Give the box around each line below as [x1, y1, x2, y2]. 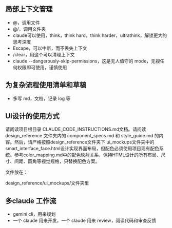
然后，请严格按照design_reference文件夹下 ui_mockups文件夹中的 [14, 139, 155, 145]
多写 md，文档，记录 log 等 [12, 95, 71, 101]
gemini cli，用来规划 [12, 211, 56, 217]
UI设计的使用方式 [5, 112, 60, 120]
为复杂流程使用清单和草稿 [5, 81, 86, 90]
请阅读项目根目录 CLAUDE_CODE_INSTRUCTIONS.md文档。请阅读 [5, 126, 146, 132]
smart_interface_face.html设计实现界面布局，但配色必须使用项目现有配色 [5, 146, 160, 152]
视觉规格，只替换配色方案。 [41, 158, 100, 164]
